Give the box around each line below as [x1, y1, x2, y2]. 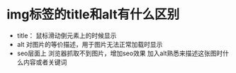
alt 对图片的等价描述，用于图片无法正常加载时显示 [16, 40, 163, 48]
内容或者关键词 [23, 57, 67, 66]
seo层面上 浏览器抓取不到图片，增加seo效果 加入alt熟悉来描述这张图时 [16, 49, 223, 57]
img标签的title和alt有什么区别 [6, 6, 180, 23]
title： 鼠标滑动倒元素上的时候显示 [16, 31, 117, 40]
